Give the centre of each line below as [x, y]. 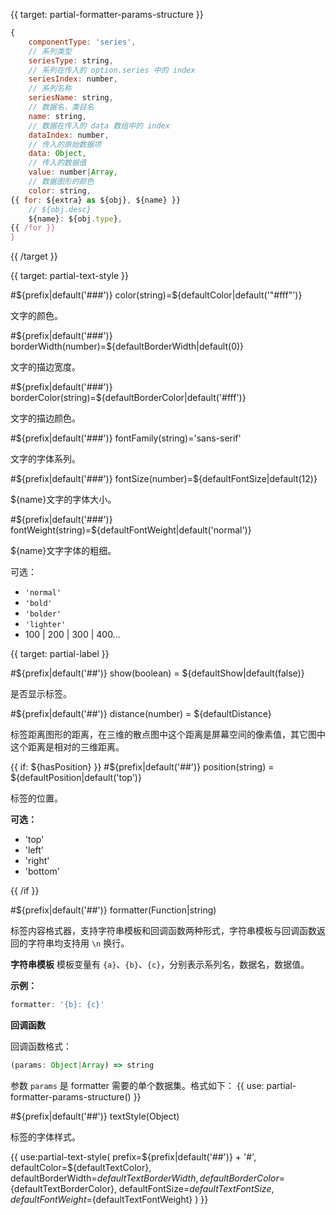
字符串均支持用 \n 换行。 [78, 943]
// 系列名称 [50, 89]
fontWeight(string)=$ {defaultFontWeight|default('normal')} [131, 530]
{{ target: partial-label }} [60, 654]
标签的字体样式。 [45, 1136]
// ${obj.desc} [60, 209]
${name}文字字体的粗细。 [63, 551]
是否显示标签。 [41, 694]
